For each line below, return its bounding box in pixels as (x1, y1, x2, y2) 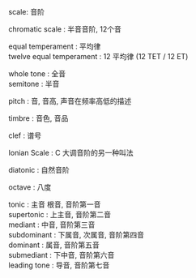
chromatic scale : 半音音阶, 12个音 (8, 24, 121, 34)
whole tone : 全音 (8, 69, 66, 79)
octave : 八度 (8, 182, 52, 192)
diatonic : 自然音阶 (8, 165, 70, 174)
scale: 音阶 (8, 7, 45, 16)
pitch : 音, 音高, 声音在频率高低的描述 (8, 96, 132, 105)
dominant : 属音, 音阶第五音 (8, 240, 100, 250)
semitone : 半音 (8, 79, 60, 88)
